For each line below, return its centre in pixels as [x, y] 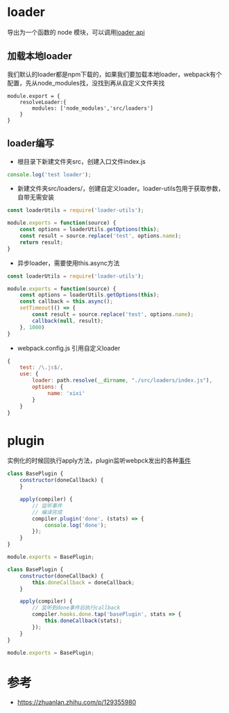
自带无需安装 [35, 197]
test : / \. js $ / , [42, 368]
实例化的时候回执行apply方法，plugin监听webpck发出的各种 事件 [99, 461]
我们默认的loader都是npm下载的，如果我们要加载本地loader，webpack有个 [114, 74]
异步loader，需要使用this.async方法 [68, 263]
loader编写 [31, 143]
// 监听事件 [47, 505]
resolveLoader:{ [43, 102]
